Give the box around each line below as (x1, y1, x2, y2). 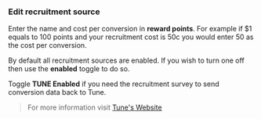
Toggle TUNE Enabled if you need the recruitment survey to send (8, 79, 219, 88)
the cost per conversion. (8, 41, 88, 50)
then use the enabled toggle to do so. (8, 64, 130, 74)
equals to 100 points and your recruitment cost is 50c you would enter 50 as (8, 32, 254, 41)
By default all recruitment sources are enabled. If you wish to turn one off (8, 56, 245, 65)
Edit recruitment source (8, 6, 100, 17)
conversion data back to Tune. (8, 88, 107, 97)
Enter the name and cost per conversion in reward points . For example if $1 (8, 24, 252, 34)
